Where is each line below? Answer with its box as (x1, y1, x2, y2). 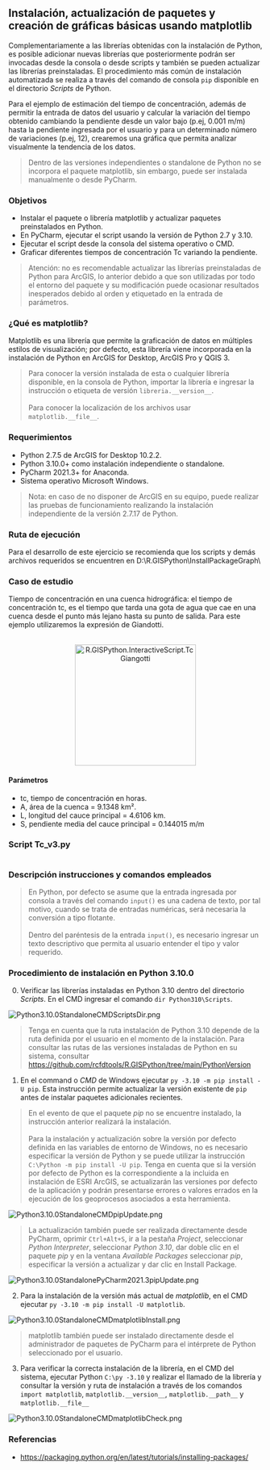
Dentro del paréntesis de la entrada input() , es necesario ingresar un (27, 930, 260, 940)
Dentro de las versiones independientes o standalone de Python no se (27, 157, 262, 167)
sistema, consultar (27, 1051, 90, 1061)
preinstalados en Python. (19, 222, 103, 232)
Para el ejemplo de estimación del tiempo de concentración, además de (8, 98, 247, 108)
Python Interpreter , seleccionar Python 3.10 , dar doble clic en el (27, 1242, 239, 1252)
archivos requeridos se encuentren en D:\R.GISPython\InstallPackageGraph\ (8, 556, 261, 565)
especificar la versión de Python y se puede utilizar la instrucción (27, 1151, 246, 1161)
